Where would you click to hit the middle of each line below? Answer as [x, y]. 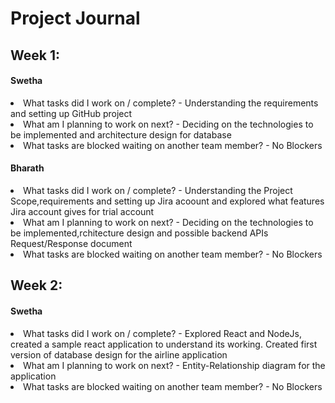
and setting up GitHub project [71, 113]
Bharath [27, 168]
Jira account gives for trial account [82, 211]
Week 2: [36, 285]
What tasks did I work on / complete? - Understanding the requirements [171, 103]
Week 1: [35, 55]
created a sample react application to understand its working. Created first [164, 344]
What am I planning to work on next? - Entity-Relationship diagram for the [174, 365]
